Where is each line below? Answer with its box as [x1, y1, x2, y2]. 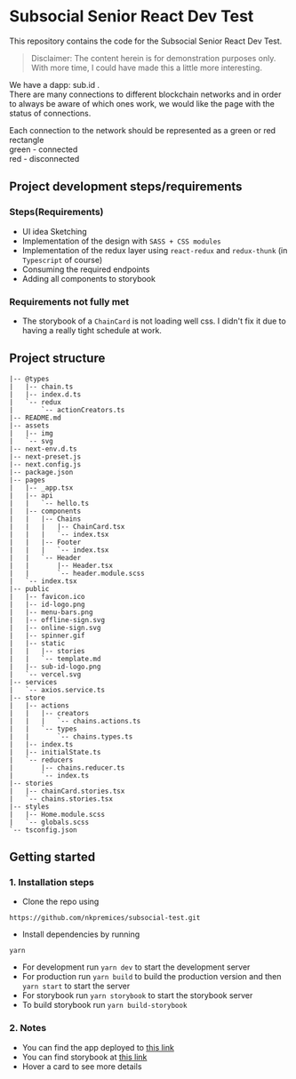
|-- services [9, 677, 58, 686]
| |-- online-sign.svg [9, 623, 101, 632]
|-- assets [9, 420, 50, 430]
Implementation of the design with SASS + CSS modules [21, 236, 222, 246]
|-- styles [9, 802, 50, 811]
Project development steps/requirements [9, 180, 243, 195]
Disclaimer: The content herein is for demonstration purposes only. [30, 52, 276, 63]
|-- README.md [9, 413, 62, 422]
